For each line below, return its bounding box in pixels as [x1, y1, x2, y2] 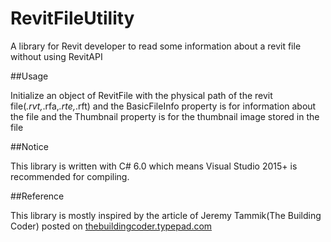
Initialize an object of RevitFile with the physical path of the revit [10, 89, 273, 101]
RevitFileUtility [10, 7, 135, 30]
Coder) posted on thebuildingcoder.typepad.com [10, 220, 213, 232]
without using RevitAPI [10, 50, 103, 62]
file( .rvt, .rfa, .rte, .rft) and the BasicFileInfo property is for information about [10, 100, 317, 112]
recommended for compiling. [10, 170, 130, 182]
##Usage [10, 70, 49, 82]
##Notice [10, 140, 49, 152]
